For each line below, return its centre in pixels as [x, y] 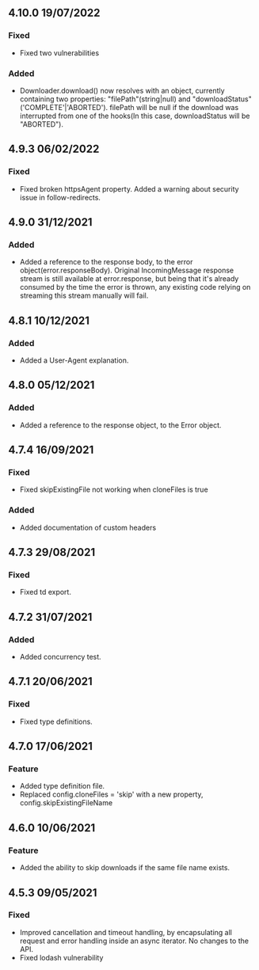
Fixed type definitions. [56, 721]
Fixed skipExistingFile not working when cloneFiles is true [114, 489]
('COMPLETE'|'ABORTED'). [64, 107]
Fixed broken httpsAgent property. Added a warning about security [129, 188]
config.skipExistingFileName [66, 803]
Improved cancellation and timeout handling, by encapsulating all [126, 932]
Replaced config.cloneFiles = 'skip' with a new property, [111, 794]
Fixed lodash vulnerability [61, 957]
